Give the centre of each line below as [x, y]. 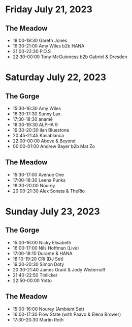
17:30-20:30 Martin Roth [38, 319]
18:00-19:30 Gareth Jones [40, 40]
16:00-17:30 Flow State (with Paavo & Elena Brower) [67, 314]
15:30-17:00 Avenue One [38, 174]
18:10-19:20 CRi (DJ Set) [38, 259]
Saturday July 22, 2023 [56, 77]
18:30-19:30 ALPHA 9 [35, 124]
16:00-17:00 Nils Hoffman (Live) [46, 248]
